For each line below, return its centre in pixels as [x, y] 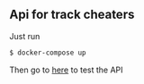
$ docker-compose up [48, 53]
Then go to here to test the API [66, 70]
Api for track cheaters [72, 15]
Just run [25, 36]
